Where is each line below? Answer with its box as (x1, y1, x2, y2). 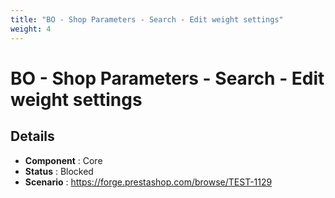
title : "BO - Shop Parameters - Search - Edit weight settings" (10, 14, 284, 25)
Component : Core (24, 154, 103, 166)
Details (10, 128, 55, 145)
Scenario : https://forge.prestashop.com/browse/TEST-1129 (24, 176, 273, 188)
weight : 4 (10, 24, 52, 34)
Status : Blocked (24, 165, 94, 177)
